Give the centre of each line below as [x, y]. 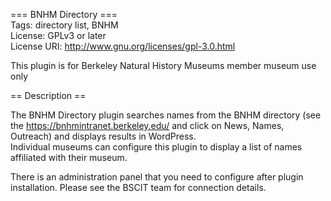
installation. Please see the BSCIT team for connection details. [138, 187]
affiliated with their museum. [69, 157]
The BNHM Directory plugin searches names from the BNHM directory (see [166, 115]
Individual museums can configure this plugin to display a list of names [156, 147]
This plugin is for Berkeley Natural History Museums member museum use [163, 65]
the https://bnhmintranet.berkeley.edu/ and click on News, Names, [147, 125]
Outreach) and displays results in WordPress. [103, 136]
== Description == [48, 95]
